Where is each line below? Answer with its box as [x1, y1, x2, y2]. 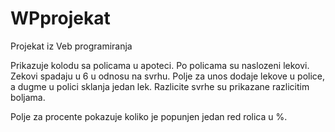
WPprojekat [10, 7, 111, 30]
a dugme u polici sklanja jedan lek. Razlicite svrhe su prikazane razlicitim [10, 80, 310, 92]
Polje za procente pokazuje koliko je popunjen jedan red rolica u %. [10, 110, 288, 122]
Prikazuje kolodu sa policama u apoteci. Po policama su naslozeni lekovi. [10, 59, 310, 71]
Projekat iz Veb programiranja [10, 40, 133, 52]
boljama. [10, 91, 46, 103]
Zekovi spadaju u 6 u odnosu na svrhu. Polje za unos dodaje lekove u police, [10, 70, 326, 82]
